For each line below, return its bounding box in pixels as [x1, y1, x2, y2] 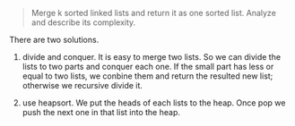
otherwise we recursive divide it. [22, 80, 143, 90]
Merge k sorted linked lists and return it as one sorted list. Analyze [30, 8, 276, 18]
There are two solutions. [9, 35, 100, 45]
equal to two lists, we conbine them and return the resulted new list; [22, 71, 273, 81]
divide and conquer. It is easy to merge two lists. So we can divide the [22, 52, 281, 62]
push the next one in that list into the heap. [22, 107, 181, 117]
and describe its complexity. [30, 17, 136, 28]
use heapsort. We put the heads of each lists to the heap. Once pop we [22, 97, 286, 108]
